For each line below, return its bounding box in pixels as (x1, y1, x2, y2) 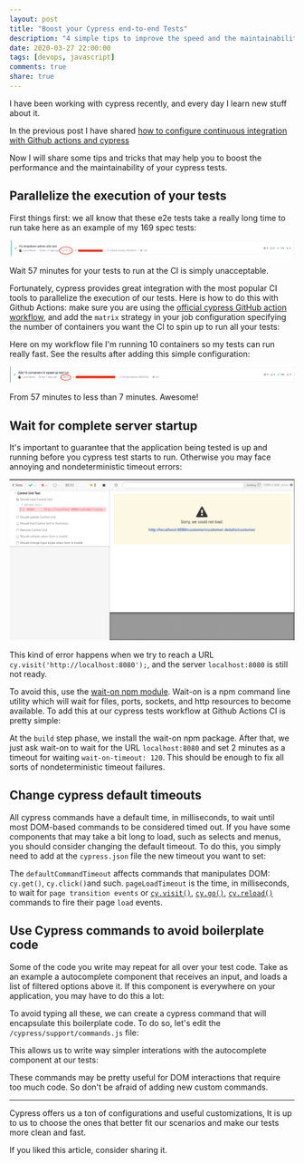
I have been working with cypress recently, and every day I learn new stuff (9, 98, 288, 109)
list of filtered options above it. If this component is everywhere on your (9, 980, 276, 992)
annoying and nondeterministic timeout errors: (9, 461, 183, 472)
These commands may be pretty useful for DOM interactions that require (9, 1072, 280, 1082)
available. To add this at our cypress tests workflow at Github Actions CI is (9, 705, 287, 716)
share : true (9, 73, 54, 82)
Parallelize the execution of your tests (9, 189, 227, 204)
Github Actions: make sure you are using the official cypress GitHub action (9, 302, 287, 313)
